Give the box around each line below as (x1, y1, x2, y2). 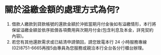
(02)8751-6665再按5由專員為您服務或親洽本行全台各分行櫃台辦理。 (11, 45, 146, 51)
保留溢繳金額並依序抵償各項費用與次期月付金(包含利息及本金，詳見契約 (11, 27, 154, 33)
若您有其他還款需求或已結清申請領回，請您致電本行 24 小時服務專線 (11, 39, 147, 44)
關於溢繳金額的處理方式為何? (4, 4, 120, 15)
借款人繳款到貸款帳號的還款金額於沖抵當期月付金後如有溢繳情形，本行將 (11, 21, 156, 27)
